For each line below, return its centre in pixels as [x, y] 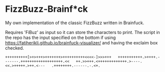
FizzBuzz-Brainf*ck [46, 9]
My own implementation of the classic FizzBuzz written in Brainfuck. [75, 23]
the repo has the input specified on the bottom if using [61, 37]
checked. [15, 48]
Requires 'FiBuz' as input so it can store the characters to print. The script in [83, 32]
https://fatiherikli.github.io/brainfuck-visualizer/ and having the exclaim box [82, 42]
